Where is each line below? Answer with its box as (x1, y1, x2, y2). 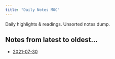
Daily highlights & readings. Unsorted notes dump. (5, 21, 110, 27)
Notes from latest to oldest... (5, 35, 98, 44)
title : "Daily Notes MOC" (5, 7, 60, 12)
